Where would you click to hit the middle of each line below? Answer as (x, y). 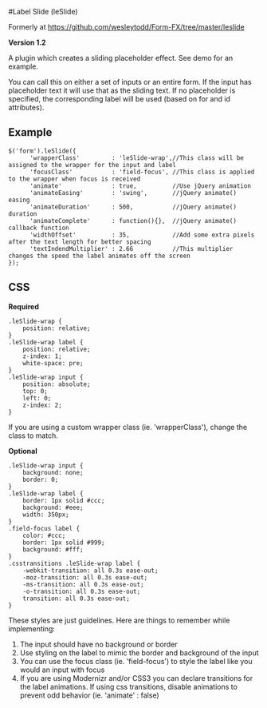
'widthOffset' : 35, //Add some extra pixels (142, 235)
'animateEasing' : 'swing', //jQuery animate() (133, 193)
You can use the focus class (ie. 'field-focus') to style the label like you (136, 661)
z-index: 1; (42, 356)
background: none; (53, 472)
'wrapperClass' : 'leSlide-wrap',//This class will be (137, 158)
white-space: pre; (53, 363)
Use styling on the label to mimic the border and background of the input (139, 652)
